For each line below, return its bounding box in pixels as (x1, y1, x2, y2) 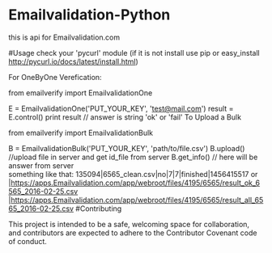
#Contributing (75, 204, 122, 213)
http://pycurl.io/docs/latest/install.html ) (8, 57, 139, 66)
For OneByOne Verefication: (8, 72, 103, 82)
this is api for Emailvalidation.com (8, 32, 121, 42)
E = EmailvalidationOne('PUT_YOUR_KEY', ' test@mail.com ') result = (8, 103, 234, 113)
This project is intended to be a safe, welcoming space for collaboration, (8, 219, 249, 229)
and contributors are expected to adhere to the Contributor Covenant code (8, 228, 257, 238)
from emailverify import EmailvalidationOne (8, 87, 153, 98)
